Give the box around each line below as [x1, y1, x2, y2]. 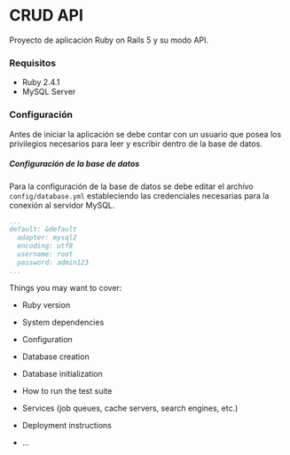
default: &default [9, 225, 77, 234]
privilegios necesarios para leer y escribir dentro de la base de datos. [9, 138, 263, 149]
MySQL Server [21, 86, 76, 98]
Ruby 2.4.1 [21, 77, 60, 88]
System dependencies [21, 317, 105, 327]
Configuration [21, 333, 73, 344]
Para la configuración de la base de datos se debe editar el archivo [9, 181, 255, 192]
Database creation [21, 351, 90, 362]
